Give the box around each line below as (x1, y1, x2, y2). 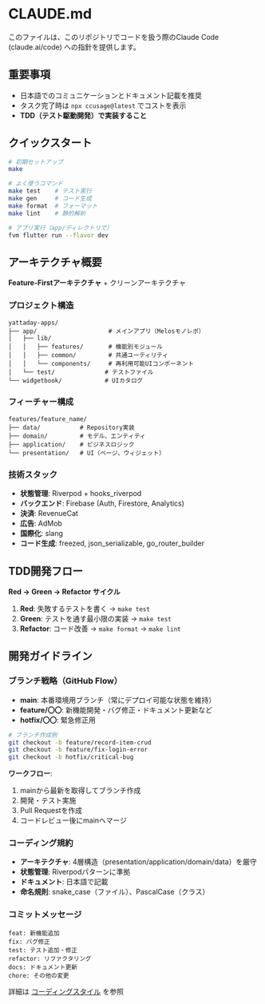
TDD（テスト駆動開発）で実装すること (19, 110, 148, 120)
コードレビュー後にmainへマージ (19, 816, 128, 825)
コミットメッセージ (8, 909, 82, 920)
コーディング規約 (8, 838, 73, 849)
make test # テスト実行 (8, 187, 92, 196)
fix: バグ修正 (8, 938, 50, 946)
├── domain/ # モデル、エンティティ (8, 432, 146, 440)
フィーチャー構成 (8, 396, 74, 407)
